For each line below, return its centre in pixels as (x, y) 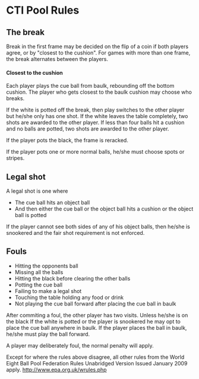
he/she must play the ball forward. (48, 334)
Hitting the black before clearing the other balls (72, 278)
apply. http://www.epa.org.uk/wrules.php (56, 370)
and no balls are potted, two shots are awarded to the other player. (88, 129)
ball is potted (31, 215)
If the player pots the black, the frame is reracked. (67, 141)
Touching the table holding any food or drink (69, 297)
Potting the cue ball (39, 285)
